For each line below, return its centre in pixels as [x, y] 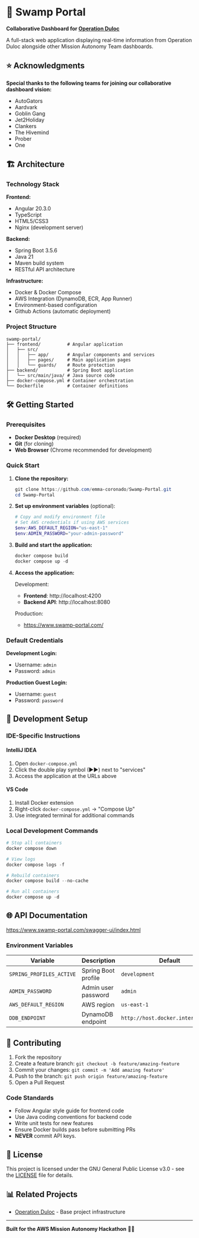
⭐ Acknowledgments [45, 66]
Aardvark [26, 107]
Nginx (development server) [49, 227]
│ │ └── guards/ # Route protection [61, 365]
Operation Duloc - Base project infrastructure [70, 1212]
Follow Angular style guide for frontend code [69, 1111]
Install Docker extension [44, 802]
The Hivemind [32, 132]
